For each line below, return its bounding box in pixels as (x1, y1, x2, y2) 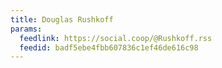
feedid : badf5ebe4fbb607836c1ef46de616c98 (19, 42, 199, 53)
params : (10, 24, 43, 34)
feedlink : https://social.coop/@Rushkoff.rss (19, 33, 213, 43)
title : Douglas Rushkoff (10, 14, 114, 25)
